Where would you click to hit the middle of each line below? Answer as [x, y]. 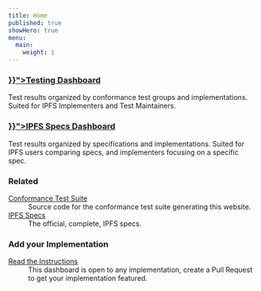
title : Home [28, 15]
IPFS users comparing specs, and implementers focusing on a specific [124, 152]
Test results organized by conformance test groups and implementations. [128, 98]
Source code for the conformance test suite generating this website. [140, 206]
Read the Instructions [43, 262]
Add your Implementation [58, 244]
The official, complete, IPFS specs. [85, 224]
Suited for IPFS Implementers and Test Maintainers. [92, 106]
